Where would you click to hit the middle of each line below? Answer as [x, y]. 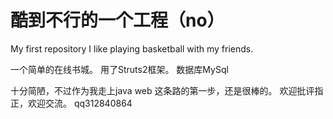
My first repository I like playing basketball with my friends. [132, 48]
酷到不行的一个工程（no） [117, 20]
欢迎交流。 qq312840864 [80, 103]
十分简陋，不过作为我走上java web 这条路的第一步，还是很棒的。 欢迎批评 [162, 90]
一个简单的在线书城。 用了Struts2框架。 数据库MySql [119, 69]
